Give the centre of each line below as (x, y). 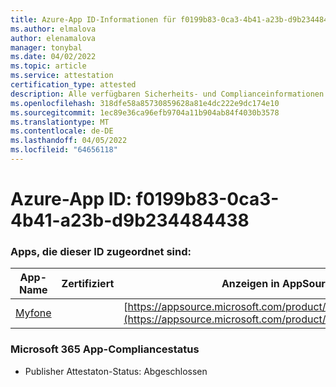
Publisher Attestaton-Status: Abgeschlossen (116, 371)
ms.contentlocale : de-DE (62, 131)
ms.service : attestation (62, 76)
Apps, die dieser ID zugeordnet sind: (101, 251)
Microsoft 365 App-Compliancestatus (105, 349)
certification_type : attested (73, 85)
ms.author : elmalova (53, 29)
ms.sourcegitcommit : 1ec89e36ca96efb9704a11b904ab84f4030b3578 (145, 112)
